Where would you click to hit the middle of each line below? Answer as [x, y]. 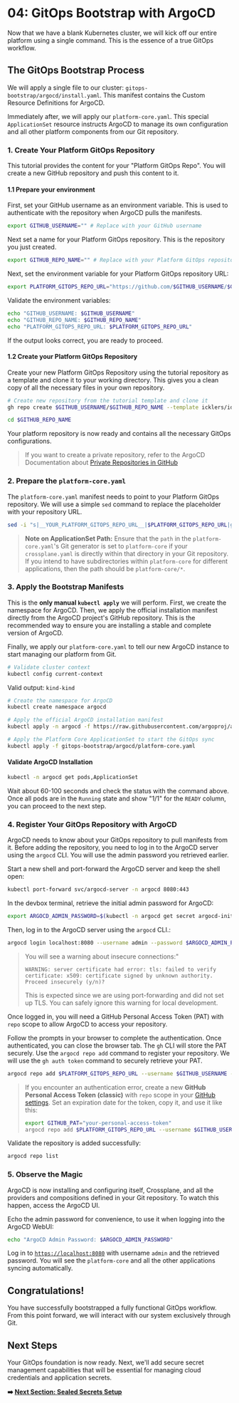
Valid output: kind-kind [41, 687]
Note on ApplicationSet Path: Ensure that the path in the [108, 538]
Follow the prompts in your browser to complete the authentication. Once [115, 1038]
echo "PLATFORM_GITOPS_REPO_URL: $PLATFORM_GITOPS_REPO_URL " [100, 327]
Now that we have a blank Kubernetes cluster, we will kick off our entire [112, 33]
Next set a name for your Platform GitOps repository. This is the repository [116, 239]
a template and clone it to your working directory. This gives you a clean [113, 380]
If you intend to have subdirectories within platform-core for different [126, 561]
